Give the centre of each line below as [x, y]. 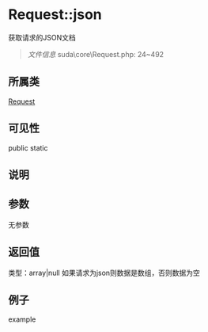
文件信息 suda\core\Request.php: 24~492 [96, 54]
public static [28, 147]
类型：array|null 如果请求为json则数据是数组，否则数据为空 [104, 273]
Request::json [55, 15]
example [22, 319]
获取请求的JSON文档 [42, 37]
